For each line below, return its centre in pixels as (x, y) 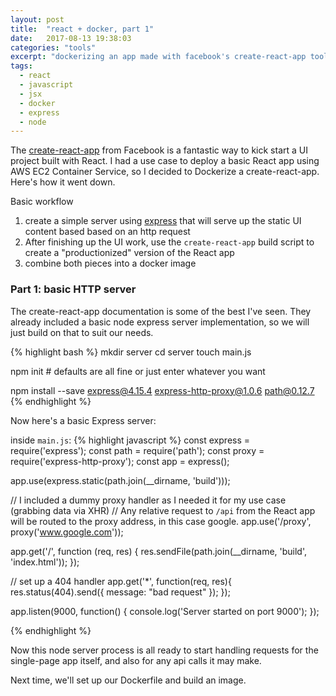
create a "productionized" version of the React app (129, 253)
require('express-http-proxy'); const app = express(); (120, 461)
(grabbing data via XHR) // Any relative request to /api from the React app (163, 510)
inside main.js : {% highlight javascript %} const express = (130, 440)
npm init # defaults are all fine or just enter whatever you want (138, 371)
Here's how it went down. (63, 182)
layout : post (37, 19)
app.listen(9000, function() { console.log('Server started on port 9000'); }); (165, 611)
